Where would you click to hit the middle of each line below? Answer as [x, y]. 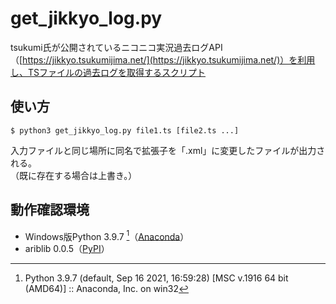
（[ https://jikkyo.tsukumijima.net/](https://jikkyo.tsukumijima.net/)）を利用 [163, 59]
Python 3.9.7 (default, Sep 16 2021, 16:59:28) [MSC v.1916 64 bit [156, 278]
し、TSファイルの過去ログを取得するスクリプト [108, 72]
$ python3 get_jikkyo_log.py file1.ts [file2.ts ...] [125, 130]
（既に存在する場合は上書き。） [74, 175]
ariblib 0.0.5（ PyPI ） [67, 249]
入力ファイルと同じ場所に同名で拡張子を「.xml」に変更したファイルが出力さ [168, 150]
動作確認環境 [50, 210]
